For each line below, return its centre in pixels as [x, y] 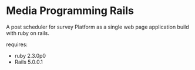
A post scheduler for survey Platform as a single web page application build [97, 27]
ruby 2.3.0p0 [30, 55]
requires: [17, 44]
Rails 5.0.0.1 [28, 62]
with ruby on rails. [28, 33]
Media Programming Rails [70, 11]
